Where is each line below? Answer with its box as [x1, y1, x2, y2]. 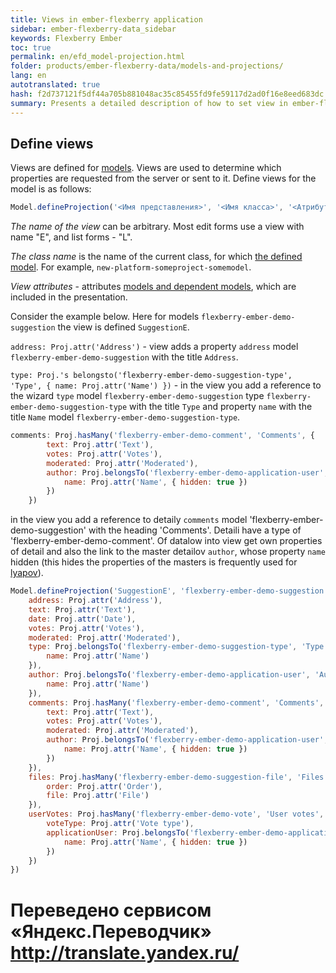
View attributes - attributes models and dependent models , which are [10, 281, 297, 293]
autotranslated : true [10, 80, 101, 90]
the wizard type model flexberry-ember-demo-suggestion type [10, 390, 265, 402]
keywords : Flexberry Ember [10, 33, 123, 43]
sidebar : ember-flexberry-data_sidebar [10, 24, 177, 34]
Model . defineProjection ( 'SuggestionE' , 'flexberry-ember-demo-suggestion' [10, 586, 329, 596]
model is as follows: [10, 183, 92, 195]
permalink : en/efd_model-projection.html [10, 52, 186, 62]
